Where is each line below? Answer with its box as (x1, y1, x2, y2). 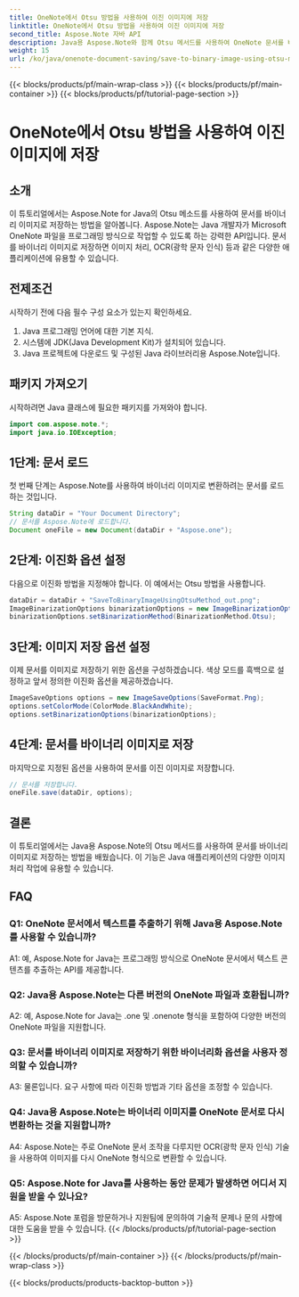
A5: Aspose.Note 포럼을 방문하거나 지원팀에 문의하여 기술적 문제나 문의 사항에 (9, 1211, 283, 1222)
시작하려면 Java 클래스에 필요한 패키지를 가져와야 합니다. (9, 402, 207, 413)
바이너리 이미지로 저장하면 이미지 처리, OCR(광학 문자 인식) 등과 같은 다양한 (18, 242, 280, 252)
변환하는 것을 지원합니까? (9, 1120, 111, 1132)
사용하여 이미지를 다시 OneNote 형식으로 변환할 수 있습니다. (18, 1152, 227, 1163)
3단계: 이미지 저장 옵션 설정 (9, 639, 150, 654)
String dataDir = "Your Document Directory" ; (9, 509, 181, 518)
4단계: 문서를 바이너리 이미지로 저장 (9, 737, 194, 752)
